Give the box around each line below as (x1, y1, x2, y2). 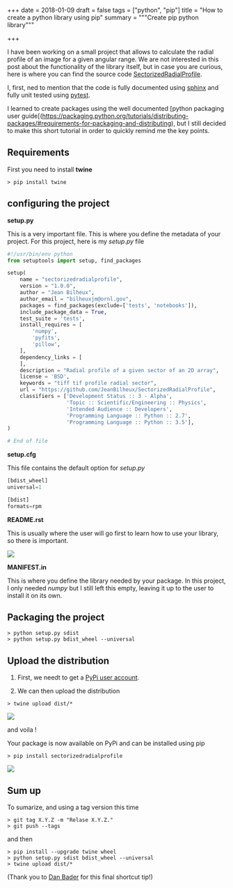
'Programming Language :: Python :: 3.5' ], (66, 418, 195, 426)
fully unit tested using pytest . (7, 91, 90, 99)
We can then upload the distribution (17, 687, 120, 696)
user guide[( (7, 112, 43, 120)
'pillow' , (32, 341, 61, 348)
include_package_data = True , (19, 308, 108, 316)
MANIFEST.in (7, 562, 47, 571)
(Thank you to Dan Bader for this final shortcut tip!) (7, 873, 153, 881)
